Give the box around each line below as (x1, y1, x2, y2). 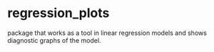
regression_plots (7, 5, 110, 21)
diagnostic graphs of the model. (7, 36, 101, 44)
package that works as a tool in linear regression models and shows (7, 28, 207, 37)
